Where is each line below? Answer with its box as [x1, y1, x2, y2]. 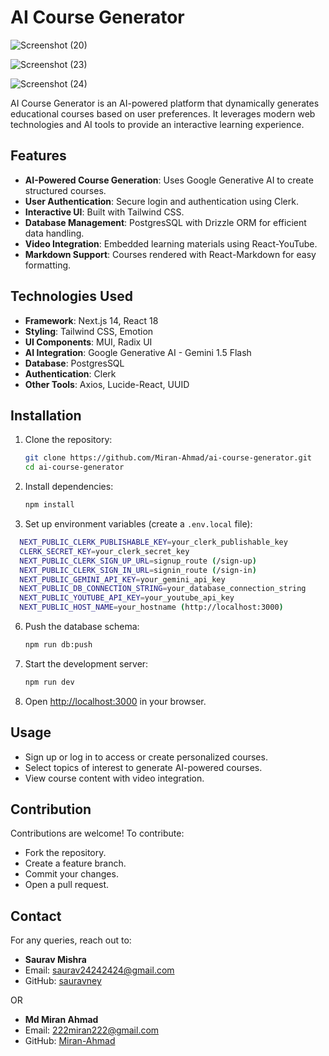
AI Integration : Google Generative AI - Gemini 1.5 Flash [24, 346, 252, 358]
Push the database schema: [24, 621, 140, 632]
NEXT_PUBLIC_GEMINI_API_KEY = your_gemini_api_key [19, 574, 226, 585]
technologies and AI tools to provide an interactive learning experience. [10, 118, 305, 130]
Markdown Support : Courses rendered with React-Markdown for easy [24, 248, 317, 260]
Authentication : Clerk [24, 367, 117, 380]
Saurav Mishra [24, 954, 87, 966]
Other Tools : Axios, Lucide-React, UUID [24, 378, 190, 390]
